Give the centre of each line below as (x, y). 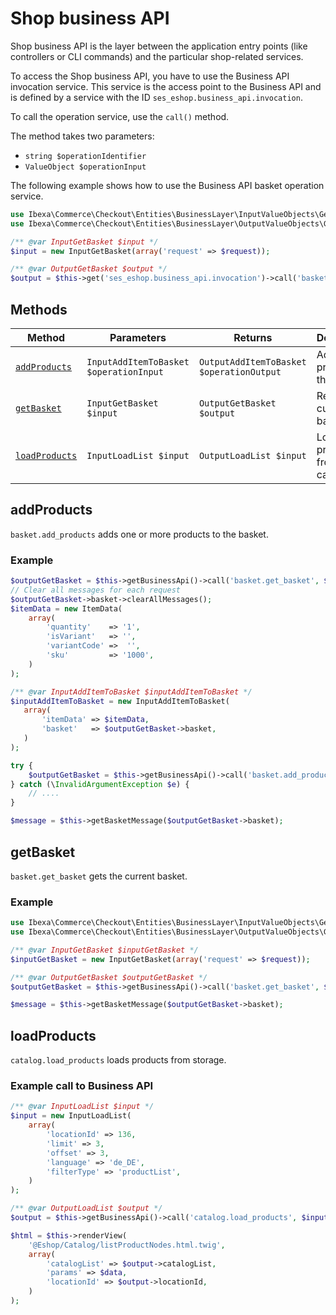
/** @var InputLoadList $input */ (82, 1107)
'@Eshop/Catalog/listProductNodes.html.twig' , (127, 1245)
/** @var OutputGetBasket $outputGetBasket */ (109, 977)
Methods (39, 309)
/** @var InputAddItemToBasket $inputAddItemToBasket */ (131, 692)
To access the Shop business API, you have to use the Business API (150, 76)
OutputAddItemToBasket (252, 362)
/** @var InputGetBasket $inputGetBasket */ (104, 950)
